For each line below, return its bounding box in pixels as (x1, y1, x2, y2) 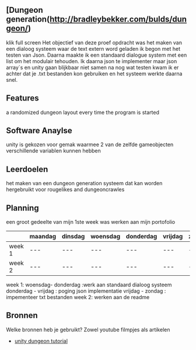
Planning (6, 203, 39, 213)
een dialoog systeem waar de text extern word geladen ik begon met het (6, 45, 181, 52)
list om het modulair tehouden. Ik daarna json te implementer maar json (6, 57, 177, 64)
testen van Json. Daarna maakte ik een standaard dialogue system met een (6, 51, 187, 58)
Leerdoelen (6, 164, 48, 174)
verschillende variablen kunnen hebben (6, 147, 101, 154)
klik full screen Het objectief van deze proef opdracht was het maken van (6, 39, 183, 46)
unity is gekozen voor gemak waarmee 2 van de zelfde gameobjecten (6, 141, 174, 148)
